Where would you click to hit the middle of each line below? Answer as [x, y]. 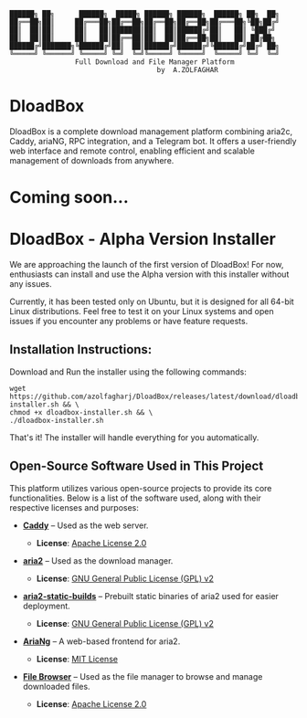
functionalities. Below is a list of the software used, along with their [136, 498]
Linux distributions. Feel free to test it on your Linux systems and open [142, 311]
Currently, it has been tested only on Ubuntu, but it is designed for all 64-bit [152, 301]
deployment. [46, 606]
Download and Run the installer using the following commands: [128, 372]
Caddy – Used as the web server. [85, 525]
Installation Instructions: [81, 349]
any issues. [31, 284]
